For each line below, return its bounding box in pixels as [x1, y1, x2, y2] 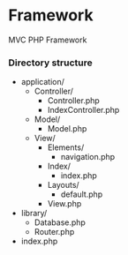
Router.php [34, 227, 75, 237]
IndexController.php [47, 105, 120, 116]
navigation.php [60, 152, 116, 162]
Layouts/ [47, 180, 80, 191]
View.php [47, 199, 82, 209]
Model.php [47, 124, 87, 134]
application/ [20, 77, 65, 87]
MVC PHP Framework [8, 34, 87, 45]
